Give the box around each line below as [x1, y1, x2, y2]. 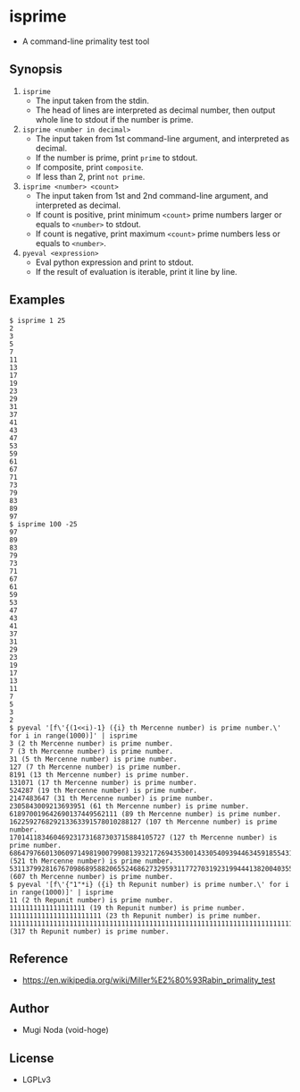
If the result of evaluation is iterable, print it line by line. [35, 266, 238, 277]
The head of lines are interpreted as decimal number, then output [35, 105, 276, 115]
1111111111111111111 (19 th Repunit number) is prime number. [9, 903, 246, 912]
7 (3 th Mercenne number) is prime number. [9, 746, 174, 755]
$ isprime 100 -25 [9, 519, 78, 529]
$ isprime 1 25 [9, 316, 66, 325]
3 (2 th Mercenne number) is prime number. [9, 738, 174, 748]
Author [9, 1001, 49, 1016]
